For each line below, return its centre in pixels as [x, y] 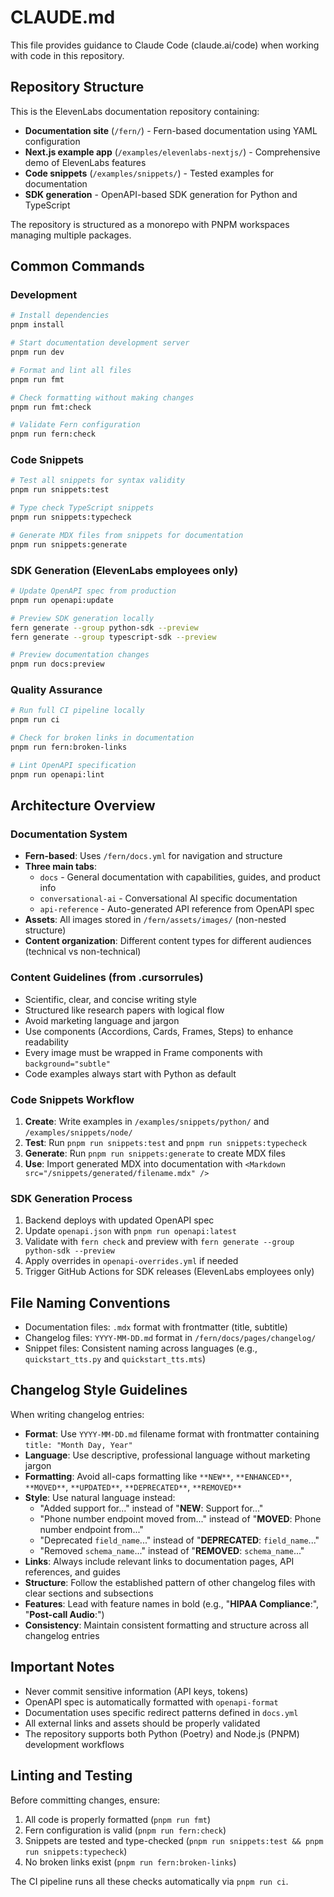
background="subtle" [67, 1064]
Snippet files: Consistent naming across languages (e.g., [141, 1348]
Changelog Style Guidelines [99, 1390]
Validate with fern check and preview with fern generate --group [159, 1242]
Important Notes [62, 1667]
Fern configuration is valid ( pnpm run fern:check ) [125, 1830]
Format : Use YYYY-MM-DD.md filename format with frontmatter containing [172, 1433]
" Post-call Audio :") [64, 1614]
